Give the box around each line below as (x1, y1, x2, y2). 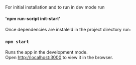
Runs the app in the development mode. (5, 49, 88, 55)
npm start (5, 39, 29, 45)
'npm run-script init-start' (5, 15, 61, 21)
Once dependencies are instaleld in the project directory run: (5, 27, 131, 33)
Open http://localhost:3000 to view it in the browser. (5, 54, 113, 60)
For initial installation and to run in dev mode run (5, 4, 105, 10)
